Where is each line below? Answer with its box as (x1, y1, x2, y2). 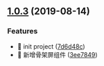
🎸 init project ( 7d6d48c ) (17, 42, 85, 51)
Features (7, 26, 38, 36)
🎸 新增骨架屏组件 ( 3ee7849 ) (17, 50, 98, 58)
